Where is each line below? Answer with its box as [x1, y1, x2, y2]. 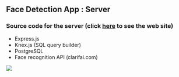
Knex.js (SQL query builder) [14, 41, 82, 48]
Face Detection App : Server [6, 5, 111, 14]
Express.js [14, 35, 40, 42]
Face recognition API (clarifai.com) [14, 53, 98, 60]
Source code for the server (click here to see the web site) [6, 22, 174, 30]
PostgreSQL [14, 47, 44, 54]
